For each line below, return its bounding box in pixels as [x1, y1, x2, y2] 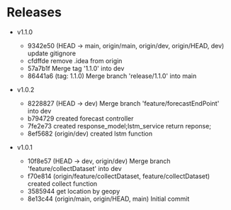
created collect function [27, 179, 98, 188]
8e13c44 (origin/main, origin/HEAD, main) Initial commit [27, 194, 190, 203]
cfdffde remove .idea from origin [27, 56, 123, 65]
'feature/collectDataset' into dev [27, 164, 122, 172]
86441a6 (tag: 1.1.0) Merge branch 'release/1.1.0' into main [27, 72, 197, 80]
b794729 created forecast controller [27, 114, 134, 123]
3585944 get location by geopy [27, 187, 120, 195]
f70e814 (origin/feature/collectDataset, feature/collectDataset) [27, 172, 210, 180]
